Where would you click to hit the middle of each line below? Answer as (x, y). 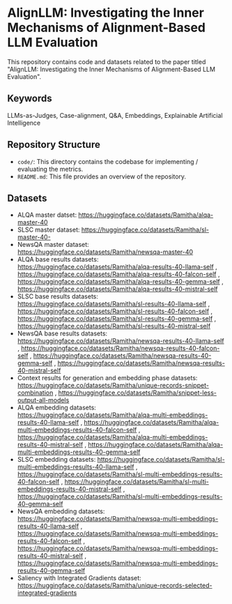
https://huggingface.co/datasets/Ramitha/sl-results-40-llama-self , (114, 304)
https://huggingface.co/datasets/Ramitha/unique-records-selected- (115, 586)
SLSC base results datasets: (58, 296)
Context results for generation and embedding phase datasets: (107, 378)
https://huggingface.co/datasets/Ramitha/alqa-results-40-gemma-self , (121, 282)
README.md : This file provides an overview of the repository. (102, 176)
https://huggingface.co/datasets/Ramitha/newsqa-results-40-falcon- (120, 348)
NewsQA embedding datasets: (61, 511)
